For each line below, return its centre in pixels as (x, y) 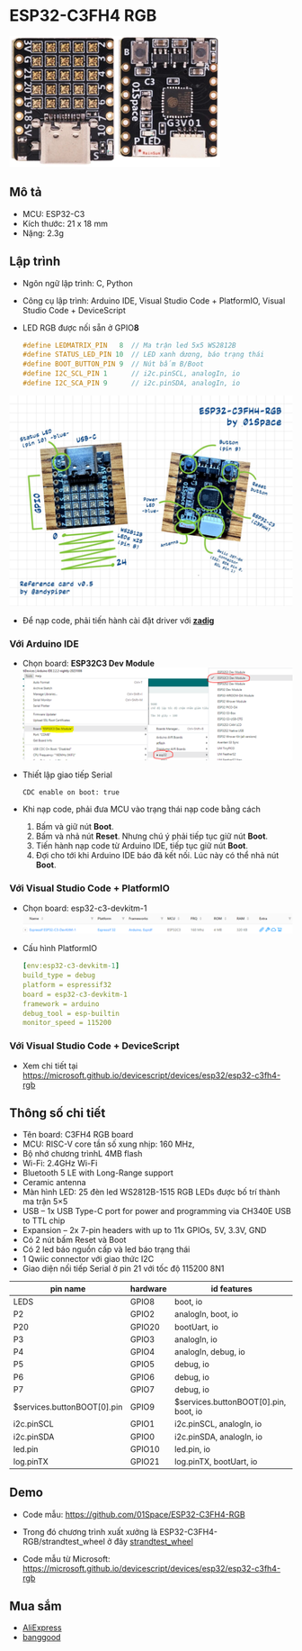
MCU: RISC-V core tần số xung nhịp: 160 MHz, (108, 1144)
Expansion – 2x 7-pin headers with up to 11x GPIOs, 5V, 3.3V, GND (144, 1230)
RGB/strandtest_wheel (64, 1541)
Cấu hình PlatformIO (60, 948)
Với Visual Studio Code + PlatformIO (90, 888)
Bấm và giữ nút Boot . (75, 827)
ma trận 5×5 (45, 1202)
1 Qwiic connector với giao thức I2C (88, 1259)
